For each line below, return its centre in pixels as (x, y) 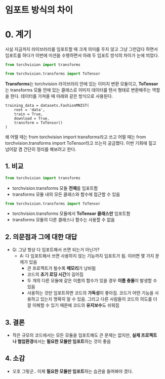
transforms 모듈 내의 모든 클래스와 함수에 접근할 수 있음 (66, 194)
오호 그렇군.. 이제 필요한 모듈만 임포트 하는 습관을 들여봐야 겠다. (73, 371)
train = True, (28, 114)
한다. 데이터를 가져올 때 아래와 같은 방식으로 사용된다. (62, 96)
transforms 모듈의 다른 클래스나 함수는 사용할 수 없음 (63, 220)
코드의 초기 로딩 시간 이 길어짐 (55, 274)
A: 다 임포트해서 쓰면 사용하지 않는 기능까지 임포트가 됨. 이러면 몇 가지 (87, 256)
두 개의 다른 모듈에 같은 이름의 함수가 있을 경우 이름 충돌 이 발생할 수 (92, 281)
